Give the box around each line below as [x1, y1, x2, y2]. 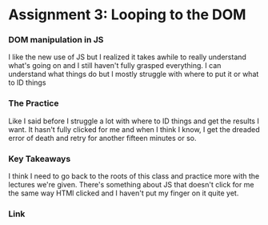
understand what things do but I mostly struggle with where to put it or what [8, 70, 259, 79]
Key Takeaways [8, 153, 71, 164]
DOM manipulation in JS [8, 34, 104, 46]
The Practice [8, 98, 59, 109]
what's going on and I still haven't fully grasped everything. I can [8, 61, 222, 70]
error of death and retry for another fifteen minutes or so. [8, 133, 197, 143]
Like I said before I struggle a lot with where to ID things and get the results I [8, 116, 260, 126]
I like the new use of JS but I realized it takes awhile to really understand [8, 52, 246, 62]
